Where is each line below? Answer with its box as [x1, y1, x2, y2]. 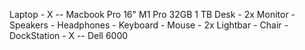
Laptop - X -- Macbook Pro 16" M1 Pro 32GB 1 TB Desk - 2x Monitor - [9, 9, 296, 20]
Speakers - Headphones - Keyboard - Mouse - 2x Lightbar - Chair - [9, 19, 289, 31]
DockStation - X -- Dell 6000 [9, 30, 129, 41]
